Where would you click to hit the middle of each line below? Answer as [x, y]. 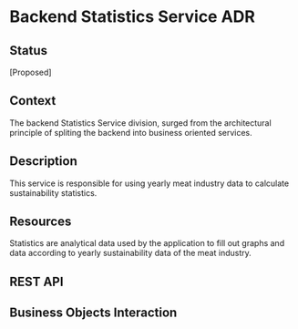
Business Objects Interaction [93, 313]
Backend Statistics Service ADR [132, 17]
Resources [41, 222]
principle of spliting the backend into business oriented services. [131, 132]
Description [43, 161]
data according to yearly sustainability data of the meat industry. [131, 253]
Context [33, 101]
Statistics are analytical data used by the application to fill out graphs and [147, 243]
